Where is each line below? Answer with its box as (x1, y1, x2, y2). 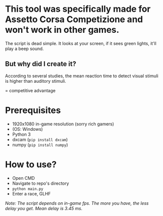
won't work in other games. (5, 24, 119, 35)
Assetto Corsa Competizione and (5, 14, 143, 25)
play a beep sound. (5, 46, 44, 51)
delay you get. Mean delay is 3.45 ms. (5, 205, 82, 211)
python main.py (12, 186, 44, 192)
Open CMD (12, 175, 35, 181)
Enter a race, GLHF (12, 191, 51, 196)
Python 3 (12, 131, 31, 137)
